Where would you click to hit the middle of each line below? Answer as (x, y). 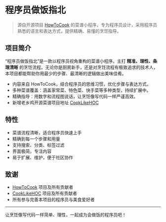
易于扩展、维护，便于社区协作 (42, 157)
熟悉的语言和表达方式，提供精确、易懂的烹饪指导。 (69, 31)
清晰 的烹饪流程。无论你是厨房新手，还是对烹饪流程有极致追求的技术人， (83, 67)
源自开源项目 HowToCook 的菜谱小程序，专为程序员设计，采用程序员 (87, 25)
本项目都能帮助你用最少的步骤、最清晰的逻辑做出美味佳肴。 (66, 73)
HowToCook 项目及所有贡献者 (43, 187)
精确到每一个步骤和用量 (36, 139)
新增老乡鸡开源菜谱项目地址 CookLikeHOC (55, 103)
